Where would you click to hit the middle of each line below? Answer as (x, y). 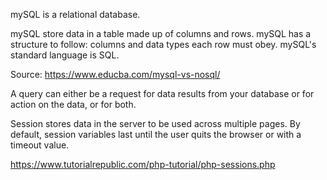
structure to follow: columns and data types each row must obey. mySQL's (163, 44)
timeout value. (40, 145)
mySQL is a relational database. (75, 14)
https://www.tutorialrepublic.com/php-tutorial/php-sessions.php (143, 164)
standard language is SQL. (65, 55)
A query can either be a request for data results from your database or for (162, 93)
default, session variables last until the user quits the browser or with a (156, 134)
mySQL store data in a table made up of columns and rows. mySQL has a (161, 33)
